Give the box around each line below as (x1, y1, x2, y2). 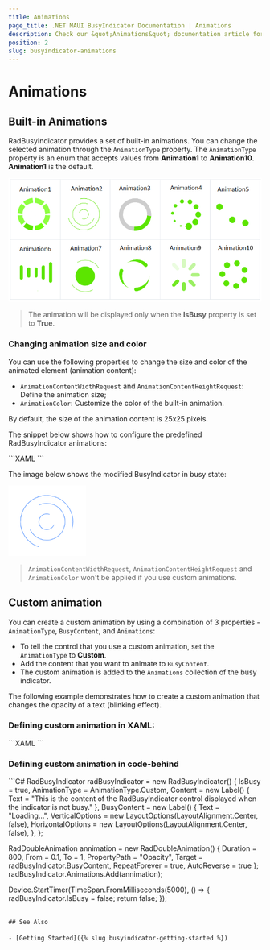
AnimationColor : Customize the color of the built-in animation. (19, 398, 225, 408)
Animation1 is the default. (8, 162, 94, 172)
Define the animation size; (19, 389, 107, 399)
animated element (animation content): (8, 365, 137, 375)
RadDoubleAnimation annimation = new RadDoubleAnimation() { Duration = (8, 844, 257, 853)
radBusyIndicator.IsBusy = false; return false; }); (8, 894, 167, 903)
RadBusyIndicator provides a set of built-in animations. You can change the (8, 136, 258, 146)
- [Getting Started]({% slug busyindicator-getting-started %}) (8, 935, 228, 943)
